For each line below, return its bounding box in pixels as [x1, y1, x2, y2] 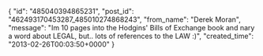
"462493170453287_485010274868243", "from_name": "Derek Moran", [8, 15, 241, 24]
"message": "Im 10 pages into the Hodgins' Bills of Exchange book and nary [8, 23, 255, 32]
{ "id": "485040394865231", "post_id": [8, 7, 134, 16]
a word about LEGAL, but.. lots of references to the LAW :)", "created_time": [8, 31, 254, 40]
